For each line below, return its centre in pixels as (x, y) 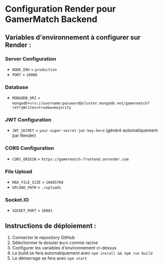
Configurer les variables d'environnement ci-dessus (64, 248)
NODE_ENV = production (34, 69)
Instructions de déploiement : (51, 226)
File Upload (19, 171)
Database (17, 87)
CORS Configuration (30, 148)
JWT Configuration (28, 120)
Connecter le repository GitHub (44, 238)
